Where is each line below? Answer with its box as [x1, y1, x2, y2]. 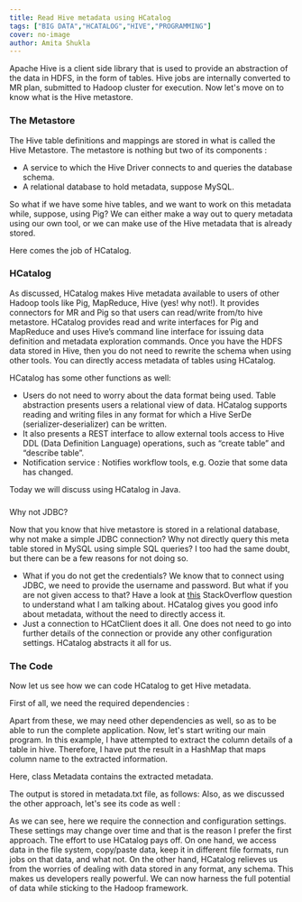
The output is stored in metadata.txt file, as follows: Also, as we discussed [9, 788, 285, 799]
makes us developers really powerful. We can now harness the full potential [9, 873, 291, 884]
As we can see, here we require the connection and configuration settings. [9, 815, 287, 826]
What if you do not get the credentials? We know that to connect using [22, 570, 285, 581]
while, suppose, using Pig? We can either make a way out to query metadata [9, 208, 293, 219]
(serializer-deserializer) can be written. [22, 419, 168, 429]
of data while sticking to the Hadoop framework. [9, 883, 189, 894]
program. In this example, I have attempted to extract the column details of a [9, 734, 293, 745]
